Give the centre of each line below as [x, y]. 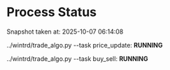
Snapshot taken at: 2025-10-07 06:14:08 [65, 31]
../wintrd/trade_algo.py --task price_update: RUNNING [85, 45]
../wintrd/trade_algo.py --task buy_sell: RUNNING [77, 58]
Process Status [52, 12]
